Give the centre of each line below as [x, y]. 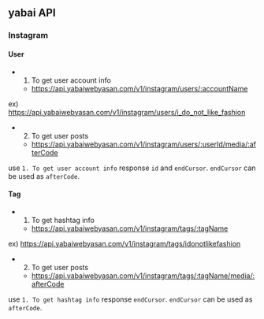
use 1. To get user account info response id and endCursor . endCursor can [132, 168]
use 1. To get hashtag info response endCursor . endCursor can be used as [130, 299]
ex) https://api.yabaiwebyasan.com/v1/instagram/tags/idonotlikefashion [125, 243]
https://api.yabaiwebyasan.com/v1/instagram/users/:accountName [139, 88]
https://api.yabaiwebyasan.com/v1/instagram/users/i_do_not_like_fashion [127, 112]
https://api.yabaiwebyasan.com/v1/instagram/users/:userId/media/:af [144, 144]
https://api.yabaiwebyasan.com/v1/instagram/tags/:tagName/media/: [143, 276]
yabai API [32, 13]
